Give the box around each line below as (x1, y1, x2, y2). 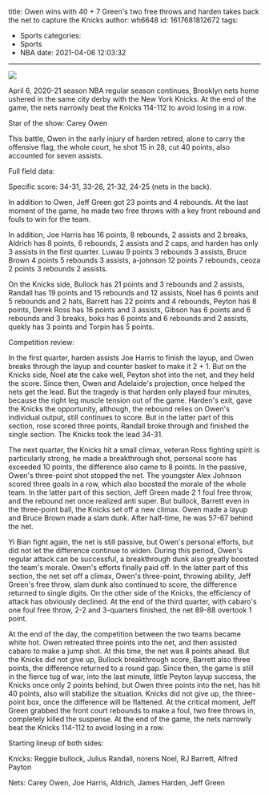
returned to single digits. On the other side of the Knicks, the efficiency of (8, 588, 251, 597)
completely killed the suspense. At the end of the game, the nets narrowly (8, 714, 252, 724)
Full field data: (8, 167, 55, 175)
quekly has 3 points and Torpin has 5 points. (8, 322, 155, 331)
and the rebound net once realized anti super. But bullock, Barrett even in (8, 496, 250, 505)
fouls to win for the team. (8, 215, 91, 223)
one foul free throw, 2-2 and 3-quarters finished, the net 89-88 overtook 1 (8, 605, 252, 615)
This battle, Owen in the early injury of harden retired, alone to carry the (8, 134, 246, 143)
